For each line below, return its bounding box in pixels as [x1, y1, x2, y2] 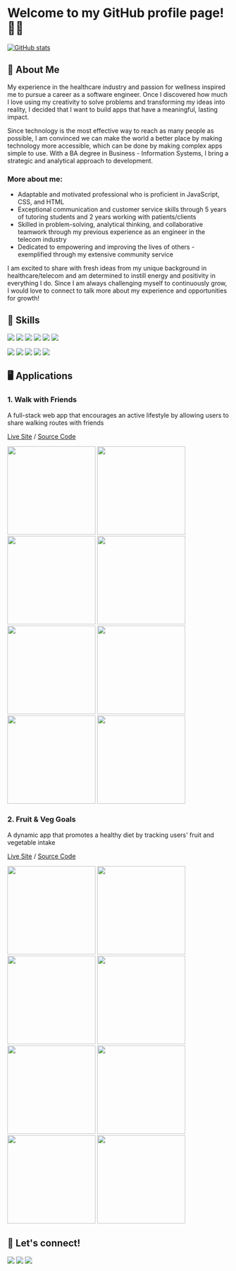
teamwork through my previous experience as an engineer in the [17, 228, 206, 236]
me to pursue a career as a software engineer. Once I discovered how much [7, 90, 228, 98]
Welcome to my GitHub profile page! [7, 5, 224, 21]
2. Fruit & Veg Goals [7, 814, 76, 824]
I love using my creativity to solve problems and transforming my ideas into [7, 98, 225, 106]
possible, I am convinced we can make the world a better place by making [7, 134, 223, 142]
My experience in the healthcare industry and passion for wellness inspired [7, 83, 225, 91]
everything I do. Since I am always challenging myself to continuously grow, [7, 279, 228, 288]
